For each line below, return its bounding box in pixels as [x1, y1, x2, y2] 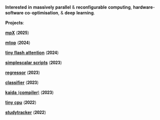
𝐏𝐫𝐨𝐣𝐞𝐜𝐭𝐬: [5, 20, 24, 25]
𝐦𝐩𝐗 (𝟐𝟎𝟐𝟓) [5, 30, 29, 35]
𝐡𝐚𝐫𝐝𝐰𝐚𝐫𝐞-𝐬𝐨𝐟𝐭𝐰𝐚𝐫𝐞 [133, 4, 155, 10]
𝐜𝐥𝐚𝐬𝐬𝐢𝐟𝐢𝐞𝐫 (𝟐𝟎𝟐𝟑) [5, 80, 39, 85]
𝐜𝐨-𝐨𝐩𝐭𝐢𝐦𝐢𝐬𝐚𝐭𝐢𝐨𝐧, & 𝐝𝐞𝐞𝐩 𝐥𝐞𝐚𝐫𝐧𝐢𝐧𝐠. [24, 10, 95, 15]
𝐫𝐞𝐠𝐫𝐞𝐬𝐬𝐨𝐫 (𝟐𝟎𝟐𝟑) [5, 70, 40, 75]
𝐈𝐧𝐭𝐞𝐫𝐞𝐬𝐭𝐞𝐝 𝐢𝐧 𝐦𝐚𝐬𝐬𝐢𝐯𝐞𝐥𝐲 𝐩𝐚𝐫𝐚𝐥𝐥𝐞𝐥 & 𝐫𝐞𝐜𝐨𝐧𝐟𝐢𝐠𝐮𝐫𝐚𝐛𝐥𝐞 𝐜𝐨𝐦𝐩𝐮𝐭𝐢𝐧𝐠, [5, 4, 132, 10]
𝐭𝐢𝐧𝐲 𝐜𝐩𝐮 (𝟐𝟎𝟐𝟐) [5, 100, 36, 105]
